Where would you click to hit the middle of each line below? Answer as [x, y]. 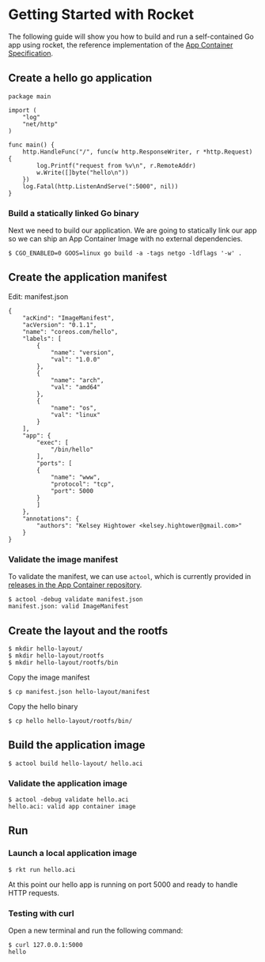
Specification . [31, 53]
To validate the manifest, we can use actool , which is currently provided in [130, 577]
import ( [23, 110]
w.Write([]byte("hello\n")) [83, 172]
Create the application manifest [88, 277]
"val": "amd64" [76, 387]
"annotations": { [51, 519]
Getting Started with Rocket [101, 15]
